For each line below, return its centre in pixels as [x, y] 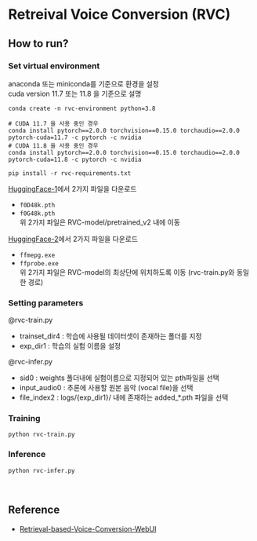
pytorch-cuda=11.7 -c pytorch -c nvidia [75, 137]
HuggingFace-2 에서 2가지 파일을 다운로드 [73, 239]
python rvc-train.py [42, 435]
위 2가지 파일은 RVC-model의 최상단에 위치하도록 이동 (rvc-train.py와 [127, 272]
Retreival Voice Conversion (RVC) [119, 15]
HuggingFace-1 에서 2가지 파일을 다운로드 [72, 188]
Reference [34, 510]
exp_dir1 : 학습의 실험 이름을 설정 [70, 346]
